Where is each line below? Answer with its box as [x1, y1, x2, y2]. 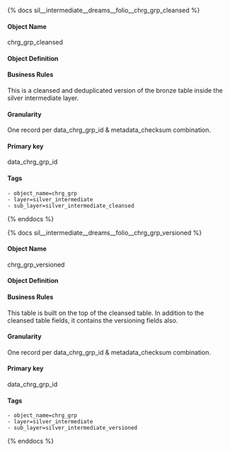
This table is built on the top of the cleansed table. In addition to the [7, 308, 205, 317]
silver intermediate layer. [7, 94, 79, 102]
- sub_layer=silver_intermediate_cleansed [7, 202, 134, 209]
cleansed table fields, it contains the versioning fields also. [7, 316, 178, 325]
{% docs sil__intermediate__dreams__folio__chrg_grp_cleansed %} [7, 6, 200, 14]
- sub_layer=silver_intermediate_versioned [7, 425, 138, 432]
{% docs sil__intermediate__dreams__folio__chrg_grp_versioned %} [7, 228, 202, 237]
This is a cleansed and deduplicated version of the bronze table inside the [7, 87, 223, 94]
